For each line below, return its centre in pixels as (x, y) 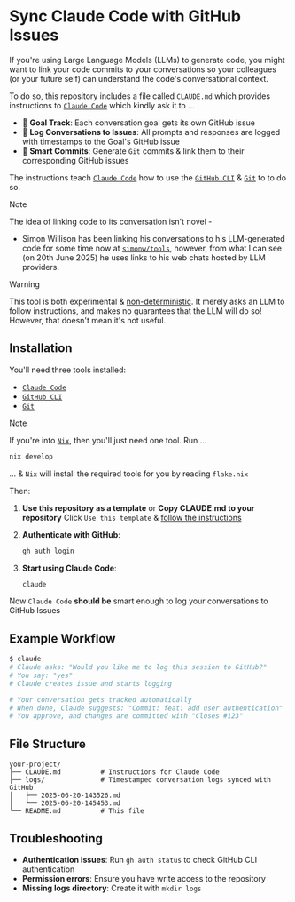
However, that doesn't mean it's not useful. (88, 320)
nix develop (31, 456)
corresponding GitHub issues (75, 160)
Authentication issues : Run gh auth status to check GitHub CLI (140, 859)
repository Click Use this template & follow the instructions (132, 517)
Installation (41, 348)
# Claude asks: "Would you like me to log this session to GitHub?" (138, 667)
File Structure (47, 744)
